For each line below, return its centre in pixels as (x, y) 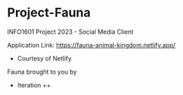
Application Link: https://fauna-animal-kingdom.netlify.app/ (91, 45)
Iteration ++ (34, 85)
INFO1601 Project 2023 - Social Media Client (70, 32)
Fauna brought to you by (42, 72)
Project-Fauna (49, 13)
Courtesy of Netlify (44, 58)
